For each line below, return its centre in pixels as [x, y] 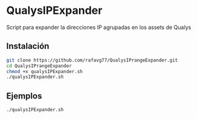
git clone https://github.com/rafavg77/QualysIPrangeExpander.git [92, 60]
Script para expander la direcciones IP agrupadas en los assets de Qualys [99, 27]
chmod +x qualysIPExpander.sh [45, 71]
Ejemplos [24, 96]
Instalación [28, 46]
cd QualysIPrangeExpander [39, 66]
